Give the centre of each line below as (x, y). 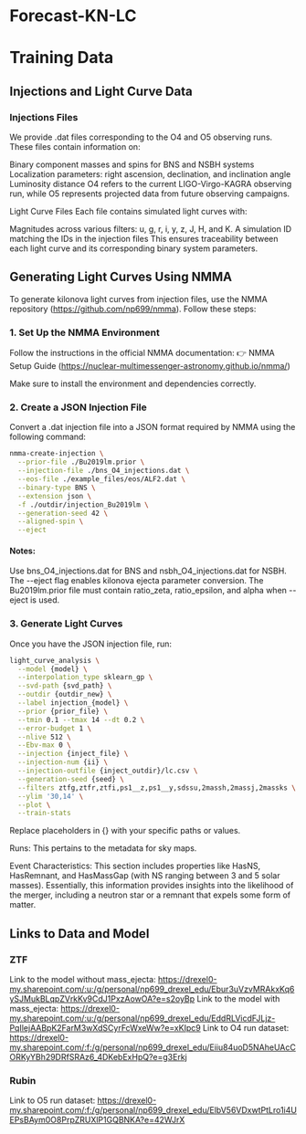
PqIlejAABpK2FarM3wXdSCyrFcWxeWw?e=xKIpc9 (105, 1028)
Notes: (23, 551)
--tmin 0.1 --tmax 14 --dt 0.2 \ (81, 719)
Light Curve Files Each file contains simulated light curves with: (129, 212)
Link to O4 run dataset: (246, 1028)
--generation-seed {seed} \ (71, 779)
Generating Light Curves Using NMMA (121, 277)
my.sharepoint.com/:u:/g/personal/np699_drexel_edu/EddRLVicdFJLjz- (142, 1018)
